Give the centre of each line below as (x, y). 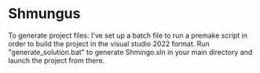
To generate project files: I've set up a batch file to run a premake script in (128, 35)
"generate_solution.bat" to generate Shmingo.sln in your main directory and (130, 52)
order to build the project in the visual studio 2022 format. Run (109, 43)
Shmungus (44, 14)
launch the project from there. (57, 60)
